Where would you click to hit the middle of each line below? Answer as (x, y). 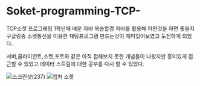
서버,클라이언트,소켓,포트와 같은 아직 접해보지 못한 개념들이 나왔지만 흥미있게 (97, 56)
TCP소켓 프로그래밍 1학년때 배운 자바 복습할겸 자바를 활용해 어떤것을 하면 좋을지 (100, 28)
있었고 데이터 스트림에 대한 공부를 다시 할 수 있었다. (84, 64)
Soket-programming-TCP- (73, 11)
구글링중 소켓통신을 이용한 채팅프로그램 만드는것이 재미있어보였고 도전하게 (94, 36)
